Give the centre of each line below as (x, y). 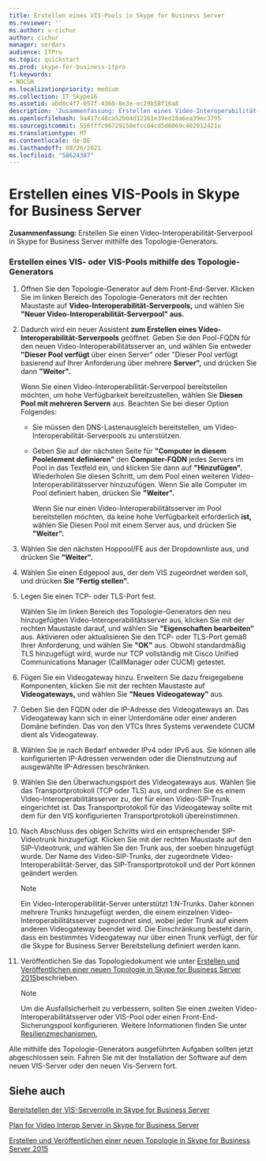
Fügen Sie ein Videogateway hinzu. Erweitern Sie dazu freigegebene (132, 678)
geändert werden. (49, 873)
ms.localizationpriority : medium (64, 89)
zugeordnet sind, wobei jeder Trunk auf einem (173, 921)
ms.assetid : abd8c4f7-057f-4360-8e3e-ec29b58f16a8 (94, 104)
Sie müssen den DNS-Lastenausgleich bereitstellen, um (123, 427)
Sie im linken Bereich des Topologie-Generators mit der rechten (124, 297)
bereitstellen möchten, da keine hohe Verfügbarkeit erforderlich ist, (142, 517)
